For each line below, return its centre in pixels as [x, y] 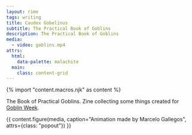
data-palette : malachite [48, 62]
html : [19, 56]
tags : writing [24, 17]
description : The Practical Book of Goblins [63, 34]
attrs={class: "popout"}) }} [39, 125]
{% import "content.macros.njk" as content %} [64, 90]
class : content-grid [42, 73]
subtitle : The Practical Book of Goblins [59, 28]
